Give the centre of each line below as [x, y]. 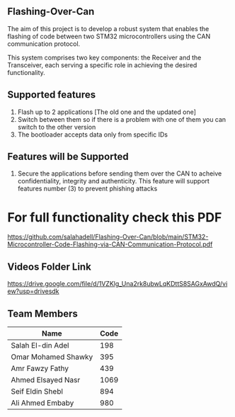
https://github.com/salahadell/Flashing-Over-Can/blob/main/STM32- [108, 237]
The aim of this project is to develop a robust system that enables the [108, 28]
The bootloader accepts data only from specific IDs [93, 135]
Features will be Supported [68, 157]
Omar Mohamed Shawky [52, 357]
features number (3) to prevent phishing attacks [87, 189]
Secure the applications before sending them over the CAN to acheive [120, 173]
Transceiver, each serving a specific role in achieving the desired [102, 65]
